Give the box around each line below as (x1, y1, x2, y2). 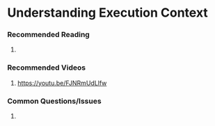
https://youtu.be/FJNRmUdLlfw (17, 79, 107, 87)
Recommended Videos (7, 63, 86, 72)
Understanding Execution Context (7, 5, 209, 21)
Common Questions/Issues (7, 96, 102, 106)
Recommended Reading (7, 30, 90, 40)
